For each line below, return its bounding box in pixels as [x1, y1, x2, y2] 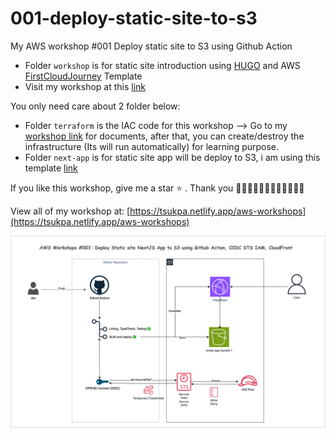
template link [24, 162, 78, 174]
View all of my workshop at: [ [10, 205, 131, 217]
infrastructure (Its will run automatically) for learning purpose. [24, 140, 280, 152]
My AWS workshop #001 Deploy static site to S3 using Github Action [10, 40, 293, 52]
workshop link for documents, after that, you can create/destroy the [24, 130, 305, 142]
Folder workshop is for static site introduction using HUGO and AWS [24, 59, 301, 71]
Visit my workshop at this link [24, 80, 147, 92]
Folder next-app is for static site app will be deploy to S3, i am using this [24, 151, 321, 163]
